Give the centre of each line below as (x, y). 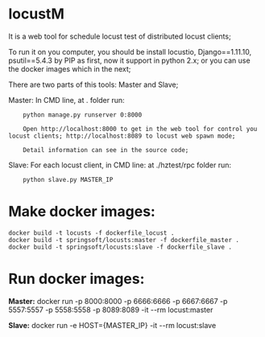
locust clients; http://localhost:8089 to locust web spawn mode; (122, 136)
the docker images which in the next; (70, 68)
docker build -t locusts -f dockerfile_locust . (91, 233)
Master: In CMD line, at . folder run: (66, 100)
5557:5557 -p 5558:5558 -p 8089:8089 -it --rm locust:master (111, 310)
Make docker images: (82, 212)
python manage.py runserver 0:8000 (83, 115)
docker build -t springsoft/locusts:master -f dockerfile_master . (124, 240)
